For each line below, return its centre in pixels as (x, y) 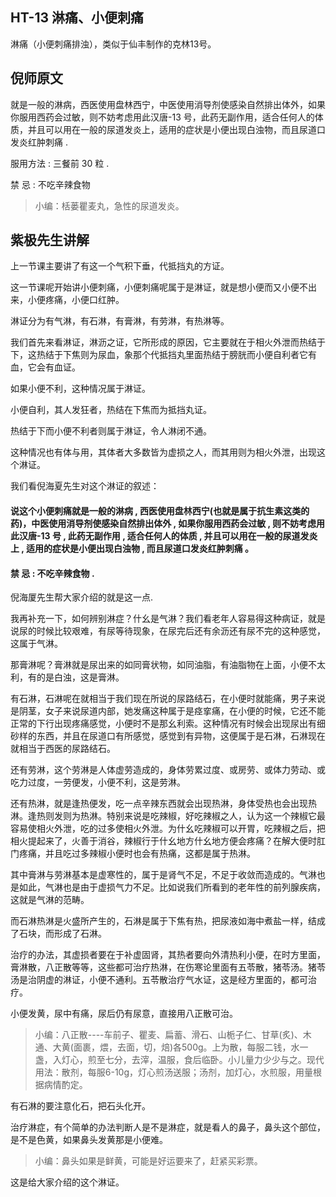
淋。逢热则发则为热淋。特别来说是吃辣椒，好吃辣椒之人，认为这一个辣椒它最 (168, 816)
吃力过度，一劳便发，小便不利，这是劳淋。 (98, 782)
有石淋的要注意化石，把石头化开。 (80, 1106)
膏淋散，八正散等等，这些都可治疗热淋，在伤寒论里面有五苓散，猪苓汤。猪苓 (168, 967)
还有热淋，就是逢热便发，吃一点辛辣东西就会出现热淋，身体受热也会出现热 (163, 804)
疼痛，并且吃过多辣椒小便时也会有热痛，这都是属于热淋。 (137, 854)
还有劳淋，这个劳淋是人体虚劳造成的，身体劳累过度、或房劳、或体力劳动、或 (168, 770)
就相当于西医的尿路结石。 (63, 749)
